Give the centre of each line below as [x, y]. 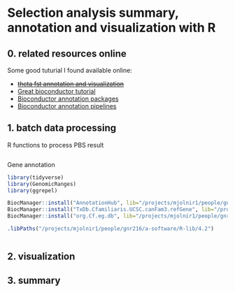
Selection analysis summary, [93, 13]
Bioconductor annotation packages [68, 99]
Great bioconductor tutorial [56, 91]
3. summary [34, 280]
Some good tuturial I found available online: [70, 70]
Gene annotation [31, 164]
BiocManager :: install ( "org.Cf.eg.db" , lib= [72, 216]
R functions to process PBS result [56, 145]
